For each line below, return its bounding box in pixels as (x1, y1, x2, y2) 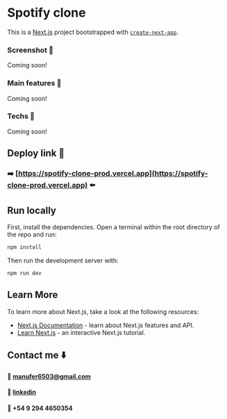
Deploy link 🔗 (7, 147, 65, 159)
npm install (7, 243, 42, 251)
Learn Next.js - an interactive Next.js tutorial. (17, 328, 146, 336)
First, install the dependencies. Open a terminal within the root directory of (7, 222, 220, 231)
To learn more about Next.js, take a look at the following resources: (7, 307, 199, 315)
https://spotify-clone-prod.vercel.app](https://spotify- (18, 169, 208, 179)
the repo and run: (7, 230, 57, 238)
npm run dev (7, 270, 42, 277)
